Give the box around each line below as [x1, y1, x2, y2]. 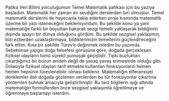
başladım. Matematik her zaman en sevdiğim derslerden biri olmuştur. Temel [5, 10, 164, 16]
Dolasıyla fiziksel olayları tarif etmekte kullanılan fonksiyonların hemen [5, 63, 151, 69]
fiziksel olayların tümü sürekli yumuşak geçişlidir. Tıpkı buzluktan [5, 53, 140, 59]
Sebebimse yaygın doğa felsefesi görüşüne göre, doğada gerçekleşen [5, 47, 152, 53]
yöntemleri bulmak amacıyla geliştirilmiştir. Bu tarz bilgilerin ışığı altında [5, 79, 153, 85]
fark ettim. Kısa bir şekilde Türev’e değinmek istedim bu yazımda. [5, 42, 141, 47]
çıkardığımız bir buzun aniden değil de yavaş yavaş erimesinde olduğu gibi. [5, 58, 162, 64]
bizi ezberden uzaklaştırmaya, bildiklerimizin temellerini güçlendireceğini [5, 36, 156, 42]
